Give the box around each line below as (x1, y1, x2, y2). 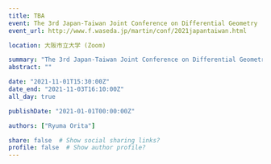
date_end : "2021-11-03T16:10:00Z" (8, 85, 125, 93)
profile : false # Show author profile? (8, 144, 147, 152)
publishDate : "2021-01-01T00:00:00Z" (8, 107, 135, 115)
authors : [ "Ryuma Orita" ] (8, 121, 95, 129)
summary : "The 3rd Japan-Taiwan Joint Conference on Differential (8, 55, 236, 64)
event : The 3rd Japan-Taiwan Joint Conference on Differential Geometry (8, 19, 258, 27)
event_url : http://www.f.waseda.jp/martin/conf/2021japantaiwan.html (8, 27, 248, 35)
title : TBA (8, 11, 45, 20)
